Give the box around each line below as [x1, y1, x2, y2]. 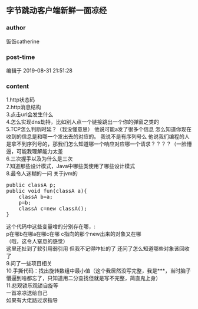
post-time [6, 52, 35, 61]
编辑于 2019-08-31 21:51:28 [6, 67, 72, 74]
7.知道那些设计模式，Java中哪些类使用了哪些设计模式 [6, 163, 136, 170]
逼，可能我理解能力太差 [6, 148, 63, 155]
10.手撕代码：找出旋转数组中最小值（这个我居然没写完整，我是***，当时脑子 [6, 267, 192, 274]
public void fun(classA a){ [6, 188, 87, 195]
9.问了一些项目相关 [6, 260, 52, 267]
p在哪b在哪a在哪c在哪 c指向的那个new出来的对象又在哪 [6, 231, 141, 238]
